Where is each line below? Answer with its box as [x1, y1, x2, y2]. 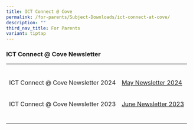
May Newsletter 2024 [122, 79, 182, 87]
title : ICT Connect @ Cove [6, 8, 73, 15]
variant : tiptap [6, 31, 46, 37]
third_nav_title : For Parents [6, 25, 81, 31]
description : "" [6, 19, 46, 25]
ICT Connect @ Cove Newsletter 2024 [9, 79, 116, 87]
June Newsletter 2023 [122, 100, 185, 108]
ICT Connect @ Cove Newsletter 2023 [9, 100, 116, 108]
